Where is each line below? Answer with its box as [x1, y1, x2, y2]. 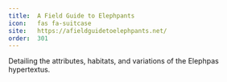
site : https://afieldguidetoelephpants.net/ [8, 27, 167, 35]
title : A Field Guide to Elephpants [8, 11, 135, 20]
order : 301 [8, 34, 48, 43]
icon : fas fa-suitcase [8, 19, 92, 27]
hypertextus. [8, 65, 51, 75]
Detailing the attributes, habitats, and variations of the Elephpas [8, 56, 219, 66]
